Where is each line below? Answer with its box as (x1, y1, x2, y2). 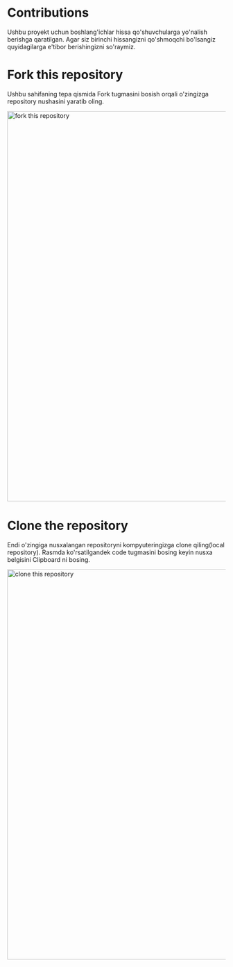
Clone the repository (7, 518, 128, 533)
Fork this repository (7, 67, 123, 83)
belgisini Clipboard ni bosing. (7, 555, 90, 563)
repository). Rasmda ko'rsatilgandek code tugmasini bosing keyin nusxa (7, 548, 213, 556)
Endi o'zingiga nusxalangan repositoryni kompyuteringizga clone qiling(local (7, 540, 225, 549)
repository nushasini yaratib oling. (7, 97, 104, 105)
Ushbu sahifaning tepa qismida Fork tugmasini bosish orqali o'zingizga (7, 89, 209, 98)
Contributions (7, 5, 89, 21)
